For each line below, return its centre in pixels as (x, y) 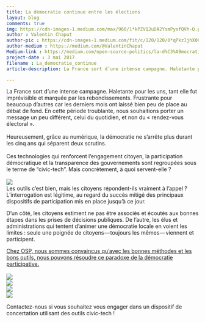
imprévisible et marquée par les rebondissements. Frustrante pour (89, 98)
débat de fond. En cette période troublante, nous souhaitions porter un (95, 111)
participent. (21, 240)
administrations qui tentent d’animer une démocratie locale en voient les (97, 226)
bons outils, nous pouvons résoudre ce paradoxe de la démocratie (90, 258)
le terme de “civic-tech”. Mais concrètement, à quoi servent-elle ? (89, 169)
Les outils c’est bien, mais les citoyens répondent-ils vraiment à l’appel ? (97, 188)
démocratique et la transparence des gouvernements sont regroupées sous (102, 163)
